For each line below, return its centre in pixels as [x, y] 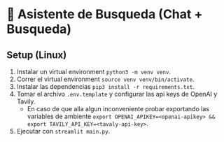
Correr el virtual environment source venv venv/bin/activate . [105, 79]
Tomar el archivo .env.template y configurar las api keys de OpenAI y [117, 94]
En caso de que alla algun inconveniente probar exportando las [118, 109]
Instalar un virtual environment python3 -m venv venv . [94, 72]
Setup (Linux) [37, 55]
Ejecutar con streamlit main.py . [63, 131]
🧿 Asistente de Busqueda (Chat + [105, 14]
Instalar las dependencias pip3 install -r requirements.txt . [106, 86]
